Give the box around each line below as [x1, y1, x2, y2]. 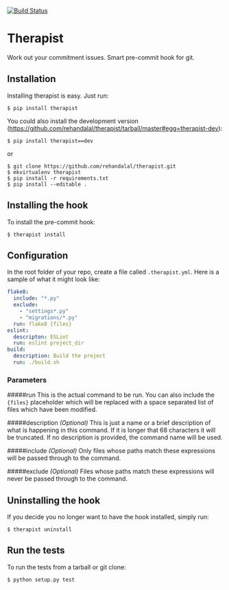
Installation [7, 73, 56, 85]
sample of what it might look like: [7, 275, 101, 283]
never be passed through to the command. [7, 474, 128, 483]
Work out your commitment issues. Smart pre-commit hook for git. [7, 53, 195, 61]
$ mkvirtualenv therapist [7, 168, 81, 175]
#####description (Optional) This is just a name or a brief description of [7, 419, 211, 427]
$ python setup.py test [7, 576, 75, 583]
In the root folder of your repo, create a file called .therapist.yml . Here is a [7, 268, 219, 276]
